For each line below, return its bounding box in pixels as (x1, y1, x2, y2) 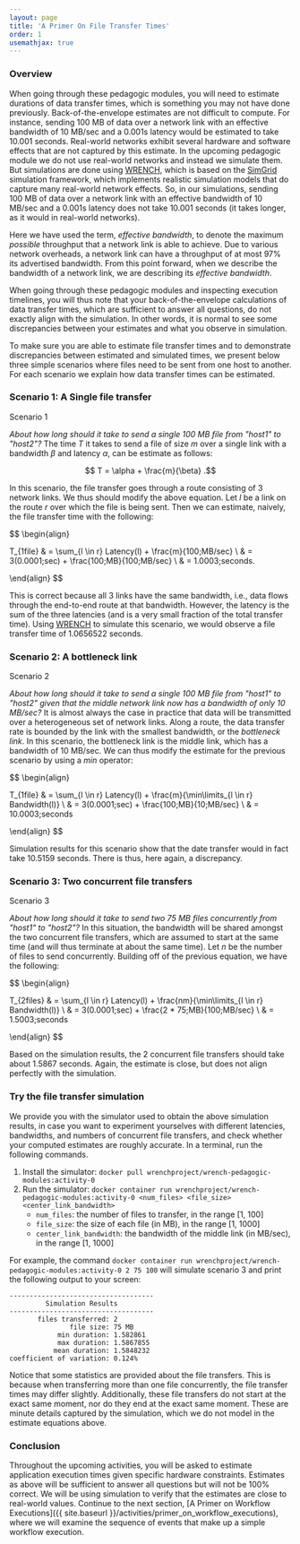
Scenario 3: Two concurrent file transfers (9, 876, 193, 888)
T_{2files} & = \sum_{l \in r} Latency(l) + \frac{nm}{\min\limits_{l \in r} (9, 996, 264, 1006)
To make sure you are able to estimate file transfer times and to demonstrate (9, 340, 291, 350)
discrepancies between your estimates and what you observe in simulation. (9, 323, 288, 333)
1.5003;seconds (9, 1014, 69, 1025)
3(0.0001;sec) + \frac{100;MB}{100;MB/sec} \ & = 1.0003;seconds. (9, 555, 255, 565)
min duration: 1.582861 (56, 1330, 146, 1340)
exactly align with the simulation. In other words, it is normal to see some (9, 313, 278, 323)
